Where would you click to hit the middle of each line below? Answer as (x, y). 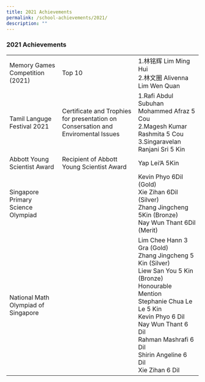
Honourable (155, 286)
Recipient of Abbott (90, 159)
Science (21, 207)
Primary (21, 199)
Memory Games (32, 65)
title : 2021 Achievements (39, 12)
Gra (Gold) (153, 248)
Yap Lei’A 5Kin (159, 163)
